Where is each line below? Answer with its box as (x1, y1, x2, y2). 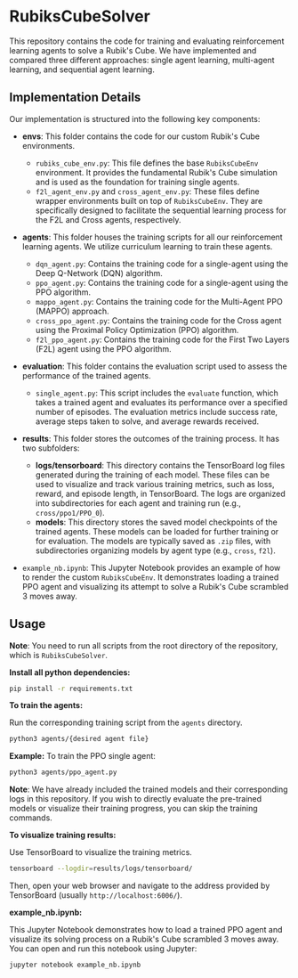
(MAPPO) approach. (35, 306, 109, 316)
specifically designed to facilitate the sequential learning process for (35, 205, 286, 216)
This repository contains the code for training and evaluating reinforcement (9, 36, 285, 46)
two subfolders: (21, 443, 80, 453)
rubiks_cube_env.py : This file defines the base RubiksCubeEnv (35, 158, 259, 168)
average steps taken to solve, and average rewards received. (35, 416, 260, 427)
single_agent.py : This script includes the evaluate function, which (35, 387, 278, 398)
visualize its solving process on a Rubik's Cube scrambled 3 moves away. (9, 933, 279, 945)
